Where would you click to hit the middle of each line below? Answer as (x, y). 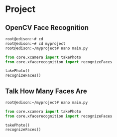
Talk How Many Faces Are (46, 91)
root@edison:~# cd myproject (35, 43)
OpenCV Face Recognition (47, 28)
